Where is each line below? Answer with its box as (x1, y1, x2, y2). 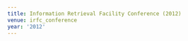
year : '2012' (7, 23, 46, 30)
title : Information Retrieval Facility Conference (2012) (7, 10, 182, 17)
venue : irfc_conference (7, 17, 78, 24)
